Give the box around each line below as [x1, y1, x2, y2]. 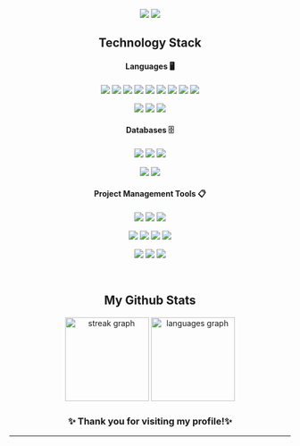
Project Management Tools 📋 [93, 189, 207, 199]
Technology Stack [98, 36, 202, 51]
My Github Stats [104, 293, 196, 308]
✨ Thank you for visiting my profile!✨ [68, 415, 232, 427]
